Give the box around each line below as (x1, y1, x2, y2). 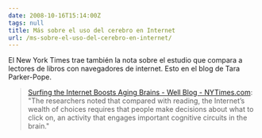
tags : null (8, 19, 44, 27)
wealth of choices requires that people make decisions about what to (27, 105, 254, 114)
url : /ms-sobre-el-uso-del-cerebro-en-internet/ (8, 33, 172, 42)
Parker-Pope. (8, 72, 52, 82)
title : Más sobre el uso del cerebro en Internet (8, 26, 176, 34)
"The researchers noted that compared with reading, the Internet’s (27, 96, 245, 105)
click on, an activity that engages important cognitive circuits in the (27, 113, 248, 123)
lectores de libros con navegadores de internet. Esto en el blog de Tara (8, 64, 241, 74)
